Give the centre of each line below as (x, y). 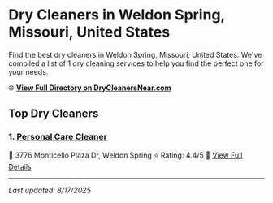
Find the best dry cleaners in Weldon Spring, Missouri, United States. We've (135, 54)
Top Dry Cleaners (54, 114)
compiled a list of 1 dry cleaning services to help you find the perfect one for (136, 63)
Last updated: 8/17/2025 (50, 190)
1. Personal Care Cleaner (58, 137)
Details (20, 166)
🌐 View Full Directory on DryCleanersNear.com (90, 88)
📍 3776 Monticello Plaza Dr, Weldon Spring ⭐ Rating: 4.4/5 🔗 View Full (126, 155)
